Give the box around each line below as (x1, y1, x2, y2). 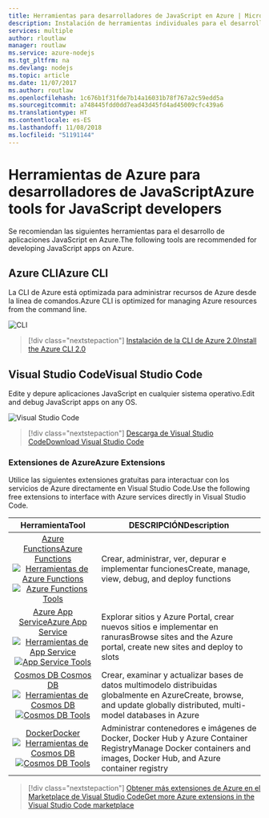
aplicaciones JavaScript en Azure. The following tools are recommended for (8, 234, 258, 245)
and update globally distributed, (101, 699, 221, 711)
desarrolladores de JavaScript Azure (8, 182, 255, 200)
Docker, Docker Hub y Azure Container (101, 733, 248, 744)
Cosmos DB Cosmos (14, 670, 92, 681)
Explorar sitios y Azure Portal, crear (101, 611, 235, 622)
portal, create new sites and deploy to (101, 642, 243, 653)
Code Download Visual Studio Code (27, 437, 144, 447)
